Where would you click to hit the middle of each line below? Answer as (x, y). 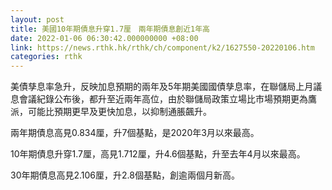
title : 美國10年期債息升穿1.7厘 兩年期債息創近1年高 (110, 29)
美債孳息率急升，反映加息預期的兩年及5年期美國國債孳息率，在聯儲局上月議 (166, 87)
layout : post (37, 19)
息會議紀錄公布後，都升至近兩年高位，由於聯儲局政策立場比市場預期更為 (159, 99)
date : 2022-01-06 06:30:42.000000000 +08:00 (104, 38)
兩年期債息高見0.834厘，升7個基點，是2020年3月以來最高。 (135, 133)
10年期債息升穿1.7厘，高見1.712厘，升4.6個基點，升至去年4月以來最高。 (158, 154)
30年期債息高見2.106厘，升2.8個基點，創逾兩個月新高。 (125, 175)
